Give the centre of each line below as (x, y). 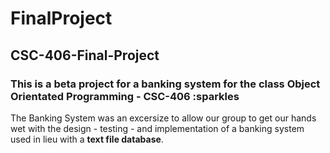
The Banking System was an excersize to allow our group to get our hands (163, 118)
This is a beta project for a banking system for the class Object (165, 84)
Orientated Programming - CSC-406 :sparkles (125, 96)
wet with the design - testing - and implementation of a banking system (157, 128)
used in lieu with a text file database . (87, 139)
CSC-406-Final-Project (85, 55)
